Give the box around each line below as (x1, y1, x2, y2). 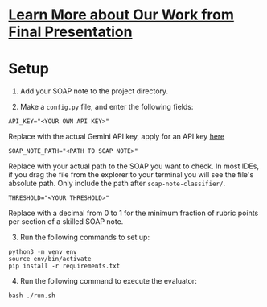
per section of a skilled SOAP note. (8, 217, 124, 226)
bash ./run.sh (8, 292, 56, 300)
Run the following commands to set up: (19, 232, 150, 243)
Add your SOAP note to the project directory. (19, 86, 169, 96)
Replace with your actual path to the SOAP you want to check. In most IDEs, (8, 161, 260, 171)
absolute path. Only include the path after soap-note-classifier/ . (8, 179, 226, 189)
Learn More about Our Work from (8, 6, 235, 24)
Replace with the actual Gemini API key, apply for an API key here (8, 131, 225, 142)
